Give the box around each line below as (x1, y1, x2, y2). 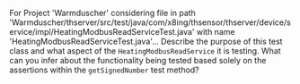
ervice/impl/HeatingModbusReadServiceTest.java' (9, 27, 195, 37)
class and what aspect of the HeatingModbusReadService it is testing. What (9, 46, 281, 56)
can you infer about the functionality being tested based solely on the (9, 55, 267, 65)
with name (196, 27, 235, 37)
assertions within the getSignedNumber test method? (9, 64, 199, 75)
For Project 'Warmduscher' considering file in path (9, 8, 196, 18)
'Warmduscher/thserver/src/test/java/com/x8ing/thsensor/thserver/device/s (9, 17, 292, 28)
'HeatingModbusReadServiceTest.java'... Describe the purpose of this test (9, 36, 283, 46)
